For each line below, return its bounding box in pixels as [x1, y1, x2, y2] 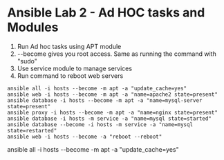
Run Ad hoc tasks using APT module [17, 42, 122, 50]
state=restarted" [7, 127, 57, 134]
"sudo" [17, 57, 38, 65]
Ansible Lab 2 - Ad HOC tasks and [7, 5, 205, 21]
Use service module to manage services [17, 64, 133, 72]
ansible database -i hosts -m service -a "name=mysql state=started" [7, 115, 212, 122]
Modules [7, 19, 59, 35]
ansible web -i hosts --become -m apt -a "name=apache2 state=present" [7, 91, 218, 98]
